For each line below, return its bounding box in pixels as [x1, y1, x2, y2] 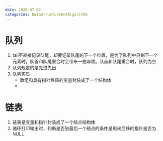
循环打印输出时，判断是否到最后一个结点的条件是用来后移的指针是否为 [12, 126, 157, 132]
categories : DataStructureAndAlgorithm [5, 12, 88, 17]
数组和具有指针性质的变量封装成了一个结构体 [19, 77, 112, 83]
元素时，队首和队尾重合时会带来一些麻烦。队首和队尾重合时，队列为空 [12, 58, 157, 65]
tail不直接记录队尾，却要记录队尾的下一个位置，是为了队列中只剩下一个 [12, 52, 158, 58]
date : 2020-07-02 [5, 7, 41, 12]
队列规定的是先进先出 [12, 65, 56, 71]
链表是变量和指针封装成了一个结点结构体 [12, 119, 95, 125]
